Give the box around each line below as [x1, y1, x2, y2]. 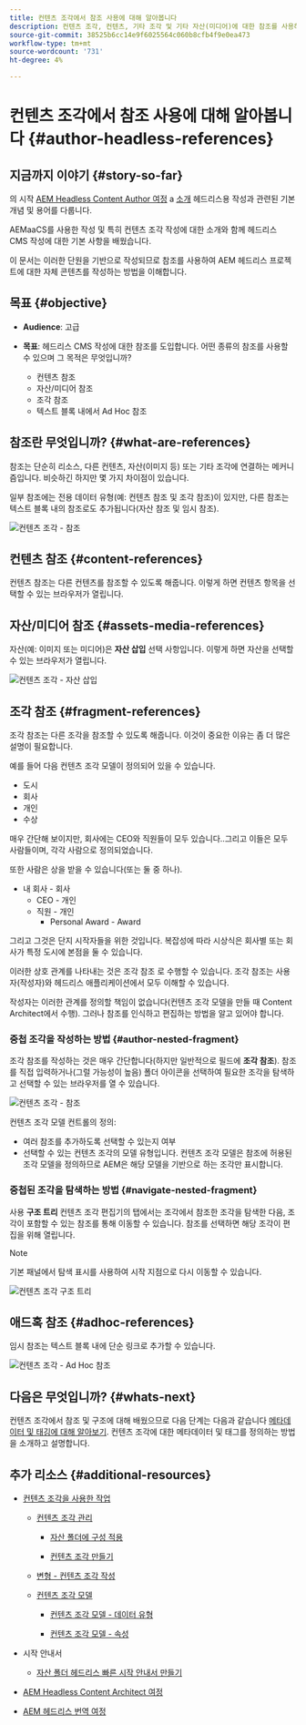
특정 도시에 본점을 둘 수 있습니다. [25, 946, 143, 957]
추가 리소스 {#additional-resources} [9, 1467, 212, 1483]
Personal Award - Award [49, 916, 141, 927]
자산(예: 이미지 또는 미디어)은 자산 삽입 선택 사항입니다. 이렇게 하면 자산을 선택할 [9, 644, 294, 655]
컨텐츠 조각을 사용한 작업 [22, 1493, 111, 1504]
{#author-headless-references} [27, 128, 275, 149]
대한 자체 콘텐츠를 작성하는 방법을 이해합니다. [25, 266, 188, 277]
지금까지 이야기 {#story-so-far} [9, 168, 184, 183]
